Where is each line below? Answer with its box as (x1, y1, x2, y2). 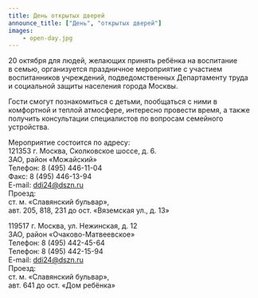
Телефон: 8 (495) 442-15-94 (8, 247, 104, 256)
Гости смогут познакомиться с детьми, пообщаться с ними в (8, 97, 217, 106)
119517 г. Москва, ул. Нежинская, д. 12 (8, 221, 138, 231)
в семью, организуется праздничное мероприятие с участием (8, 65, 223, 74)
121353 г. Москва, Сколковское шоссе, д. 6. (8, 146, 157, 156)
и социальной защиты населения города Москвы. (8, 81, 178, 91)
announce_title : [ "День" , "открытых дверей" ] (8, 19, 162, 27)
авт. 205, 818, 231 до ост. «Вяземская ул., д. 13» (8, 205, 170, 216)
